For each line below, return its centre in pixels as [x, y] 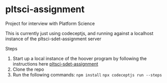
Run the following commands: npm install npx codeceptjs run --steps [87, 74]
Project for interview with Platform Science [50, 23]
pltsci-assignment [45, 9]
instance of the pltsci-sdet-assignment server [53, 39]
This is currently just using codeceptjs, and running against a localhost [79, 33]
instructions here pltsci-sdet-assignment [55, 64]
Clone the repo [28, 69]
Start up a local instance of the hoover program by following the [79, 58]
